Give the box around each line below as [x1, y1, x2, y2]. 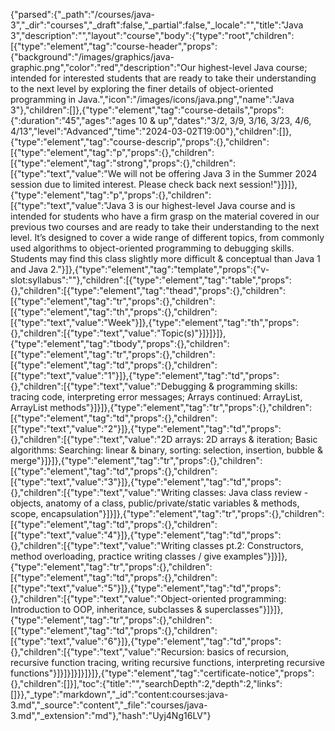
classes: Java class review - [192, 487, 309, 498]
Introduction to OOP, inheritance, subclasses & [10, 604, 203, 615]
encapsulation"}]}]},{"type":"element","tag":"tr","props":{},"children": [40, 508, 325, 519]
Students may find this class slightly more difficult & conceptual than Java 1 [10, 253, 321, 264]
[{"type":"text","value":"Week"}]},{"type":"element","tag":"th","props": [10, 317, 300, 328]
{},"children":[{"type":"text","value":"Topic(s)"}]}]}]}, [10, 327, 227, 339]
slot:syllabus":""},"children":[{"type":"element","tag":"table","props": [10, 274, 292, 286]
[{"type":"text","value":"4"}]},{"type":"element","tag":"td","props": [10, 529, 282, 541]
